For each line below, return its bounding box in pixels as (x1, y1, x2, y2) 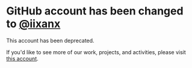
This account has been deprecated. (6, 37, 94, 44)
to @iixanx (6, 17, 61, 31)
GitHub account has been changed (6, 4, 184, 18)
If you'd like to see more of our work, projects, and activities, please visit (6, 48, 187, 55)
